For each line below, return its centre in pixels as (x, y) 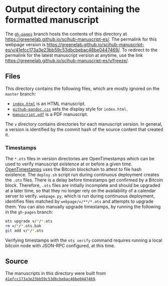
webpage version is (26, 44)
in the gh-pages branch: (29, 212)
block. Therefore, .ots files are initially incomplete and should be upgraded (83, 185)
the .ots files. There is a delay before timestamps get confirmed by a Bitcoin (84, 180)
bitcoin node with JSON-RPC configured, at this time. (60, 245)
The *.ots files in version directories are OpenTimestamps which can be (80, 159)
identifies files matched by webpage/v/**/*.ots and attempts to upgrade (79, 202)
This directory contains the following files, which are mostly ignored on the (82, 88)
